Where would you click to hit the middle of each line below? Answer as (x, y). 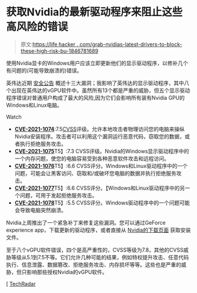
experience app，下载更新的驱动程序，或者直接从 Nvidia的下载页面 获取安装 (98, 230)
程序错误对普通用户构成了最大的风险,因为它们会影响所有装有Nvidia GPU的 (96, 97)
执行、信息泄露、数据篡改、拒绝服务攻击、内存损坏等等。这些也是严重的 (94, 264)
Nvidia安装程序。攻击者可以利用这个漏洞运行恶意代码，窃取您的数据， (100, 136)
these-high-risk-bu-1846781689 (59, 51)
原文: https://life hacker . (49, 44)
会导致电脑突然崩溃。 (40, 210)
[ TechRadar (21, 284)
